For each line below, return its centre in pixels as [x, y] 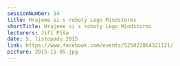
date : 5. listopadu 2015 [43, 39]
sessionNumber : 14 [33, 13]
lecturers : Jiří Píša [38, 33]
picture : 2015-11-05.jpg [43, 52]
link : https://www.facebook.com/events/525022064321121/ [90, 45]
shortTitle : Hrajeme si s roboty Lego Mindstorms [80, 26]
